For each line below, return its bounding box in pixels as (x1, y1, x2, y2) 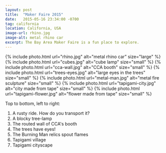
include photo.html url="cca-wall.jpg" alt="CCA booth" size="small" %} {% (5, 64, 160, 70)
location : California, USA (5, 26, 61, 31)
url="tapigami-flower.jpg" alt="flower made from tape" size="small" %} (5, 90, 152, 96)
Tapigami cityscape (12, 142, 53, 148)
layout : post (5, 7, 32, 12)
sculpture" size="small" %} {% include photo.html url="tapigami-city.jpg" (5, 80, 156, 86)
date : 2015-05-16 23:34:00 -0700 (5, 16, 79, 21)
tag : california (5, 21, 39, 26)
